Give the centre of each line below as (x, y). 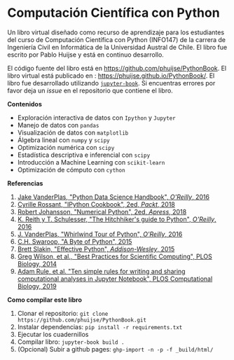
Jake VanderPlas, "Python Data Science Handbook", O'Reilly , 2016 (113, 197)
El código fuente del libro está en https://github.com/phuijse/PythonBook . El (117, 68)
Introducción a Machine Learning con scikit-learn (91, 162)
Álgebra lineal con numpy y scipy (63, 140)
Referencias (25, 183)
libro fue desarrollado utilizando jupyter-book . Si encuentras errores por (111, 83)
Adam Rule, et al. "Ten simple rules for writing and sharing (101, 271)
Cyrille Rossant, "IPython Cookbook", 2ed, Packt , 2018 (96, 204)
